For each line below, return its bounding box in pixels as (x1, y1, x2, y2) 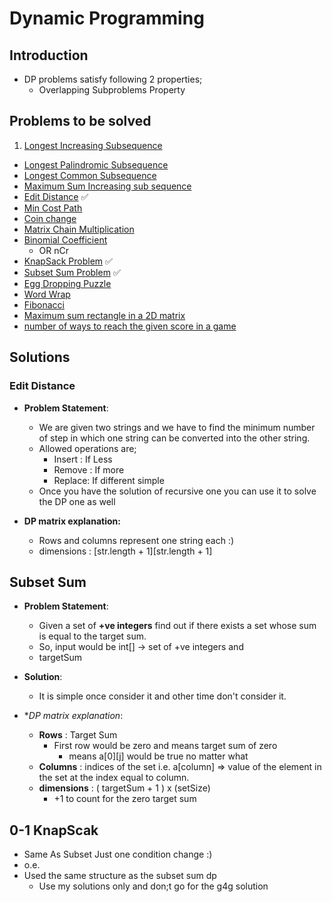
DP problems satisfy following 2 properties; (23, 73, 203, 85)
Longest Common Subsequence (23, 169, 157, 181)
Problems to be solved (9, 113, 152, 130)
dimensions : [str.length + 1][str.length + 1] (38, 545, 213, 557)
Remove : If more (53, 463, 125, 476)
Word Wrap (23, 288, 71, 300)
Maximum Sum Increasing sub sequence (23, 180, 192, 192)
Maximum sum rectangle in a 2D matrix (23, 309, 186, 321)
